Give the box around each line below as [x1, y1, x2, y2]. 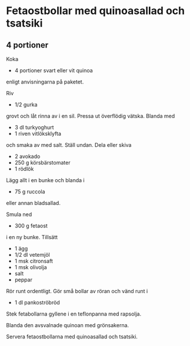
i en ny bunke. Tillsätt [6, 234, 58, 240]
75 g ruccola [14, 188, 45, 195]
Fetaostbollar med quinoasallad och [6, 4, 185, 18]
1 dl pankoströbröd [14, 299, 60, 306]
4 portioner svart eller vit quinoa [14, 67, 93, 74]
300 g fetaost [14, 222, 48, 229]
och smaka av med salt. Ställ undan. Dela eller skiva [6, 142, 132, 148]
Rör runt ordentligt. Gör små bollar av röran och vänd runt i [6, 288, 148, 294]
